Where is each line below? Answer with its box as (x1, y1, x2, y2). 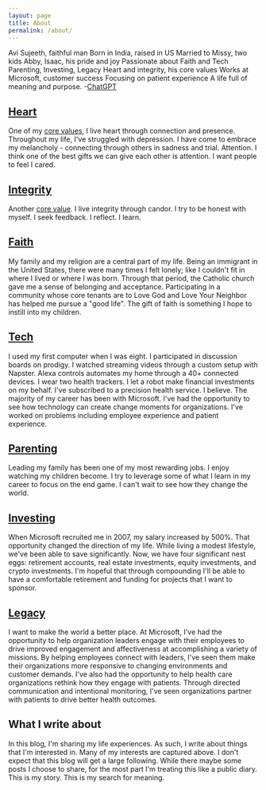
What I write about (8, 718, 102, 731)
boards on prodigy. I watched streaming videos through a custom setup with (8, 359, 258, 370)
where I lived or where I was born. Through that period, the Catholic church (8, 273, 255, 283)
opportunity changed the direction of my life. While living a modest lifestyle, (8, 541, 256, 551)
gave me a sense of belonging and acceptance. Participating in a (8, 281, 221, 291)
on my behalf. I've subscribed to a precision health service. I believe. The (8, 385, 248, 394)
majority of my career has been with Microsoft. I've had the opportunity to (8, 393, 250, 403)
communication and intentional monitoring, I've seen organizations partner (8, 687, 253, 696)
